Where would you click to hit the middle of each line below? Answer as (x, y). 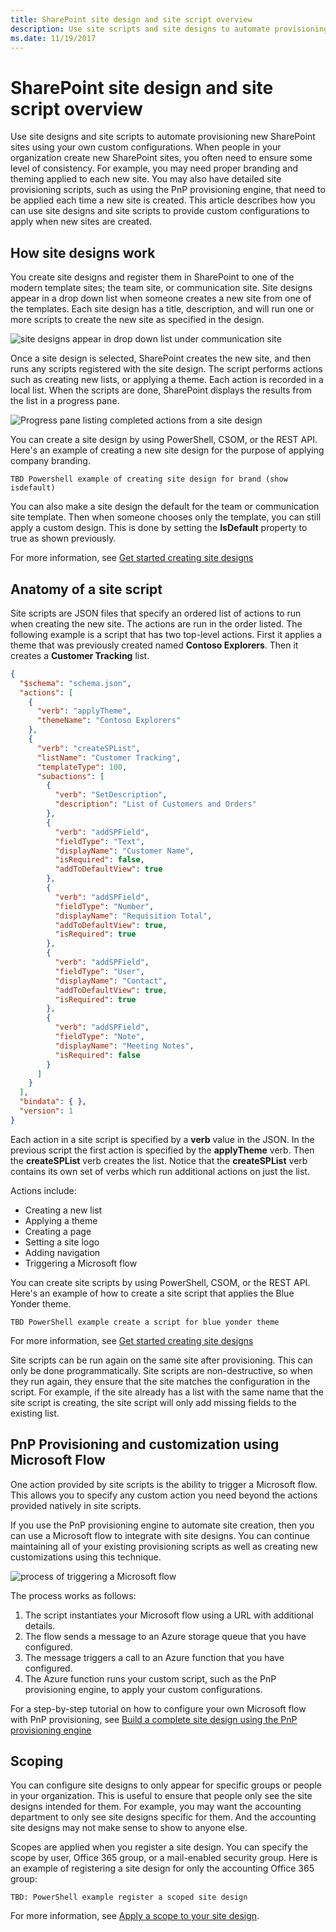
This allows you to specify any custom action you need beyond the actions (164, 1495)
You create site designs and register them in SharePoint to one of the (152, 277)
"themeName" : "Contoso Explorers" (109, 721)
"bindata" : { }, (53, 1102)
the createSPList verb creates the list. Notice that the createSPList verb (159, 1160)
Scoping (37, 1761)
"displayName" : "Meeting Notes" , (124, 1046)
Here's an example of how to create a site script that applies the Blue (152, 1293)
